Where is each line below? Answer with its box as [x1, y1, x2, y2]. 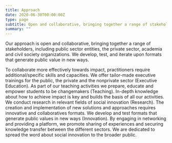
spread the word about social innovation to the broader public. [5, 132, 137, 138]
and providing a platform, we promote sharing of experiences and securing [5, 121, 164, 127]
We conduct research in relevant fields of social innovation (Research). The [5, 99, 164, 105]
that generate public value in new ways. [5, 57, 90, 63]
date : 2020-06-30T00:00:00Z [5, 12, 66, 17]
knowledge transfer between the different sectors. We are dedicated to [5, 126, 155, 133]
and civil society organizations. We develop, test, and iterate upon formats [5, 52, 162, 58]
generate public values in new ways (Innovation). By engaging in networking [5, 115, 166, 122]
